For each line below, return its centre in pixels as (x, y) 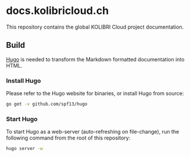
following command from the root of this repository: (68, 138)
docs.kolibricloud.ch (58, 11)
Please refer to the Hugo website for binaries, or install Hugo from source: (95, 93)
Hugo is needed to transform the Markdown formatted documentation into (95, 59)
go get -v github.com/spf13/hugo (47, 104)
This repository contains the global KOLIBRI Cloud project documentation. (95, 27)
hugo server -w (25, 149)
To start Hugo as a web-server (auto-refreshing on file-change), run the (93, 132)
